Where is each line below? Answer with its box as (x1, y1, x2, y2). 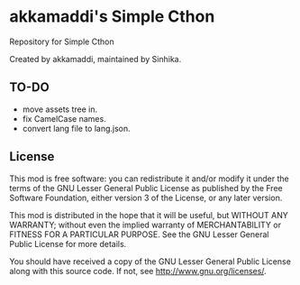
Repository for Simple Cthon (9, 36, 114, 47)
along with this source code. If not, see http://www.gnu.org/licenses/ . (9, 265, 268, 276)
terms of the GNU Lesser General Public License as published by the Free (9, 182, 283, 193)
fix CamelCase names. (22, 113, 106, 124)
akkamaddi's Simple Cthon (9, 6, 215, 27)
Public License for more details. (9, 238, 127, 249)
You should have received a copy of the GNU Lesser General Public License (9, 255, 291, 267)
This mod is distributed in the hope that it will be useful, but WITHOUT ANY (9, 209, 288, 220)
